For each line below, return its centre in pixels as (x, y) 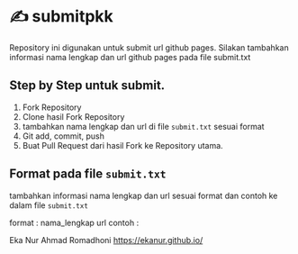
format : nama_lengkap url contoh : (74, 222)
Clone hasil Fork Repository (73, 116)
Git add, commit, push (63, 136)
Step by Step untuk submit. (87, 86)
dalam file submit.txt (49, 205)
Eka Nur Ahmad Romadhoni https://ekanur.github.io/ (106, 240)
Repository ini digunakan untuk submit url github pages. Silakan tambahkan (149, 47)
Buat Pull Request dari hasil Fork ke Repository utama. (122, 145)
